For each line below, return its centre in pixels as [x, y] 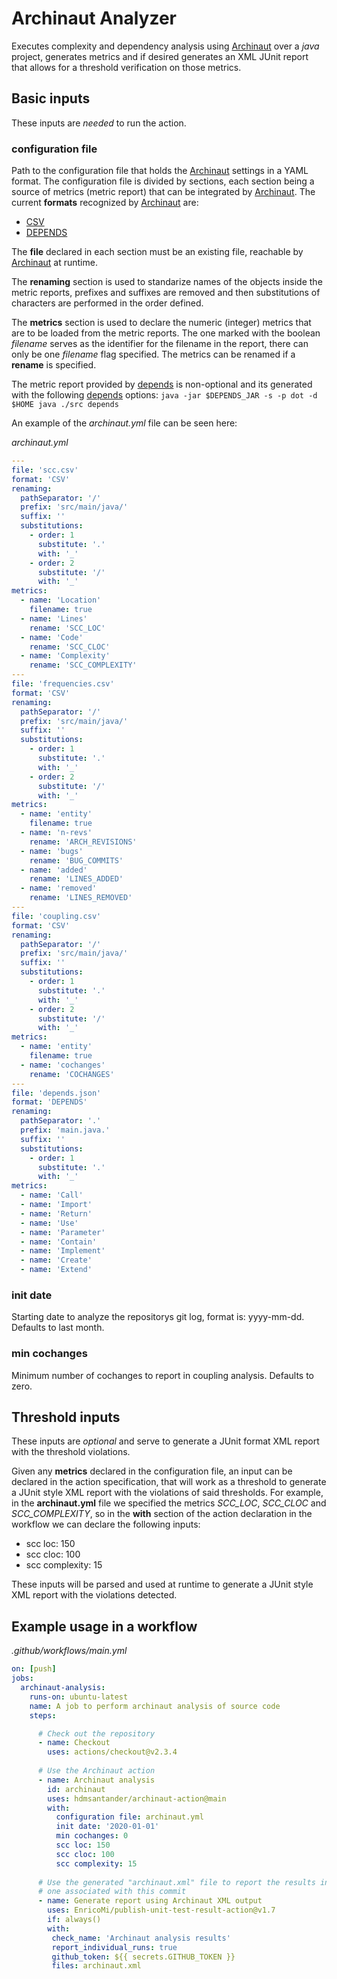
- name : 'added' [54, 870]
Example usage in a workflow [104, 1626]
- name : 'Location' [61, 600]
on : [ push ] [34, 1669]
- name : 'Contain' [59, 1242]
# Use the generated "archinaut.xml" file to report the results [176, 1882]
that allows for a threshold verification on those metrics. [126, 67]
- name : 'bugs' [52, 851]
